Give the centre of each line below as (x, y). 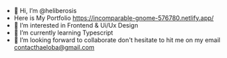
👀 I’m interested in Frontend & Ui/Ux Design (76, 25)
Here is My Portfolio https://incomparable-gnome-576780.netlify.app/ (114, 18)
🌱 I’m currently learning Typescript (63, 32)
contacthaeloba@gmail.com (54, 47)
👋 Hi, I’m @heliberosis (45, 11)
